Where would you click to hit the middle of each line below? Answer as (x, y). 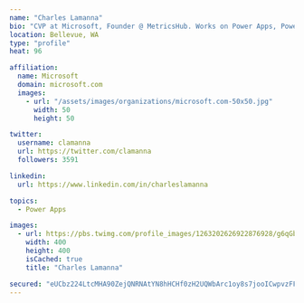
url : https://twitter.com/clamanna (85, 151)
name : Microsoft (48, 76)
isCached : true (54, 259)
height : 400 (48, 251)
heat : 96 (26, 52)
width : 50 (52, 109)
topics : (24, 201)
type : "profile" (40, 43)
